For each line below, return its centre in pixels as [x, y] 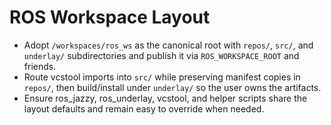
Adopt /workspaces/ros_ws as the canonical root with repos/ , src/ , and [168, 45]
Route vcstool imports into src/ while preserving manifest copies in [162, 77]
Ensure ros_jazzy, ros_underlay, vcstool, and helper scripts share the [165, 98]
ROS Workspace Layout [110, 17]
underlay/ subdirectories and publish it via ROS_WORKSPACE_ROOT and [161, 55]
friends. [40, 66]
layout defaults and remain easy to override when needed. [144, 108]
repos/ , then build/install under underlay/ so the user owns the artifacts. [172, 87]
